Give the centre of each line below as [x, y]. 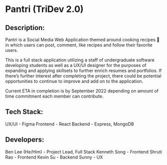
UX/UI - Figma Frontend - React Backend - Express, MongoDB [70, 124]
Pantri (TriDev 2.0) [44, 9]
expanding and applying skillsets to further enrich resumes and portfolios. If [83, 70]
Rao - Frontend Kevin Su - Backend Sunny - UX [54, 157]
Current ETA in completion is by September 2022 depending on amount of [82, 91]
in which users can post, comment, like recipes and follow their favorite [79, 45]
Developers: [25, 140]
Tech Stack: [24, 112]
